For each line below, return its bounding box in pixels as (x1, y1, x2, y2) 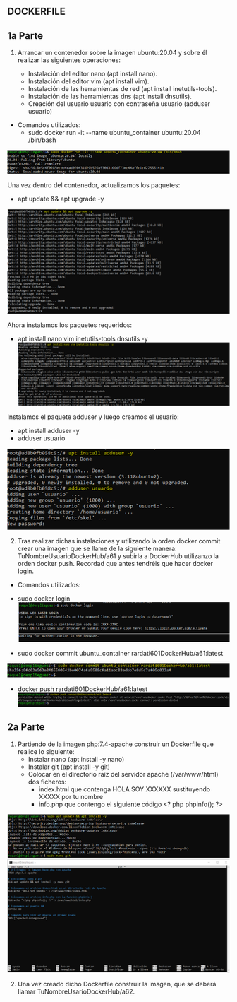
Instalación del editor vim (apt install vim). (28, 77, 150, 86)
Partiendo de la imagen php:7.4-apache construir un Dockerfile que (17, 740, 214, 748)
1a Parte (7, 30, 44, 42)
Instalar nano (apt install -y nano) (28, 755, 125, 763)
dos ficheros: (28, 777, 67, 786)
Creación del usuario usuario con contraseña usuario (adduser (28, 100, 210, 108)
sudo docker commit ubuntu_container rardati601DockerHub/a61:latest (17, 649, 224, 657)
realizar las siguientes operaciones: (17, 56, 121, 64)
